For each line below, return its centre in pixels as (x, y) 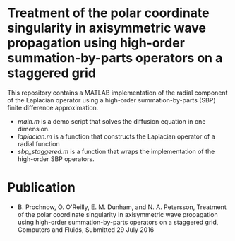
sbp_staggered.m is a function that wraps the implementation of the (116, 151)
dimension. (34, 129)
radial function (38, 143)
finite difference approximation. (53, 107)
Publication (41, 188)
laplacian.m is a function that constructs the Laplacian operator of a (116, 136)
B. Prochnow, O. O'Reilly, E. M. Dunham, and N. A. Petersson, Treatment (122, 207)
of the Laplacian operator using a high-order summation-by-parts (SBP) (112, 100)
